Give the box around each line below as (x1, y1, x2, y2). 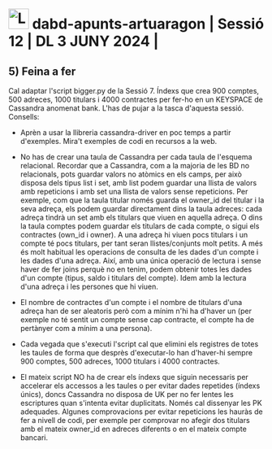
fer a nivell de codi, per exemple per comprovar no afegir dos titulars (19, 416, 250, 425)
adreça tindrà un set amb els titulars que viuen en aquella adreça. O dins (19, 212, 263, 222)
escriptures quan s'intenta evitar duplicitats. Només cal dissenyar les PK (19, 399, 262, 408)
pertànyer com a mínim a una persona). (19, 324, 153, 333)
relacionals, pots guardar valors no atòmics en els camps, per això (19, 169, 242, 179)
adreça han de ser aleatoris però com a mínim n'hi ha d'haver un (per (19, 306, 252, 316)
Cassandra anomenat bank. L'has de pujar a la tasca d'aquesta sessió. (8, 103, 244, 113)
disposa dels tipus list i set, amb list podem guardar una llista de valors (19, 178, 257, 187)
